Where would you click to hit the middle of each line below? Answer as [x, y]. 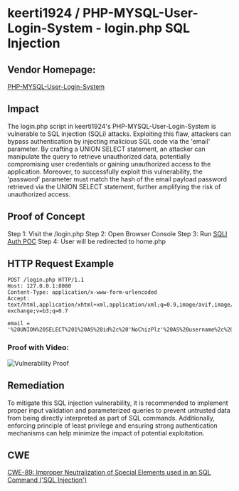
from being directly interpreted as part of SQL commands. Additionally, [111, 418]
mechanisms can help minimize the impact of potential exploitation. [106, 433]
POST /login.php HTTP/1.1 [46, 280]
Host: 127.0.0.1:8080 [39, 286]
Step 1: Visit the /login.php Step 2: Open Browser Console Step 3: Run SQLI [117, 233]
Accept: [19, 299]
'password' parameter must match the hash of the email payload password [117, 179]
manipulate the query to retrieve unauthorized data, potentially [99, 156]
